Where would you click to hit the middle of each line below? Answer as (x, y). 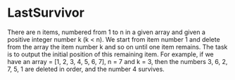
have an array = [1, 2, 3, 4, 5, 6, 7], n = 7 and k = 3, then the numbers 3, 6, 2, (118, 61)
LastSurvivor (46, 13)
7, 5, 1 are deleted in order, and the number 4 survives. (86, 69)
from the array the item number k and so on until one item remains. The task (118, 47)
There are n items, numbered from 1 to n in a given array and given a (107, 32)
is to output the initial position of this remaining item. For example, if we (110, 54)
